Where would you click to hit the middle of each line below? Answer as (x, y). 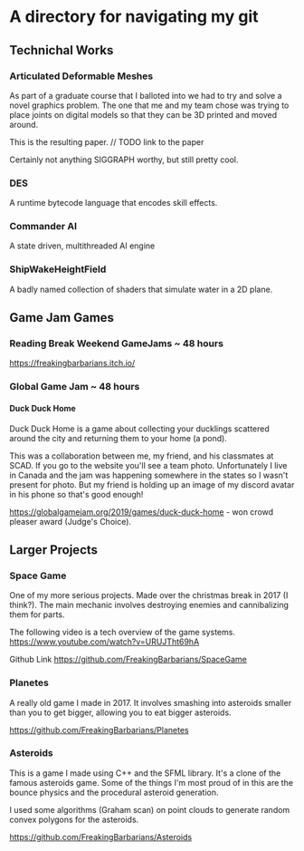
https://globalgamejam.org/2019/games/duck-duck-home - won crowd (142, 512)
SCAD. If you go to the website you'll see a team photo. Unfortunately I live (148, 465)
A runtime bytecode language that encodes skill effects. (114, 203)
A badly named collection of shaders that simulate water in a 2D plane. (141, 289)
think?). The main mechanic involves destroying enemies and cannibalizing (149, 605)
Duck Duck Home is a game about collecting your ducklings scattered (139, 429)
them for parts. (37, 614)
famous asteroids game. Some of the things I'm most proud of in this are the (152, 782)
